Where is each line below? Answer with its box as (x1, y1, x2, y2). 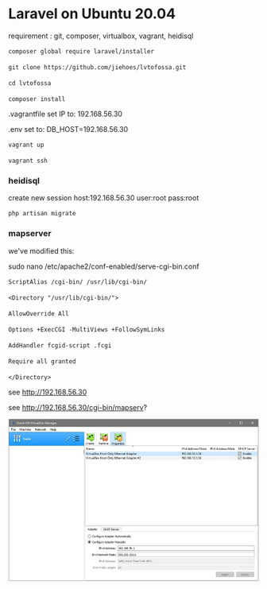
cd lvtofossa (8, 79, 52, 87)
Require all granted (8, 357, 77, 366)
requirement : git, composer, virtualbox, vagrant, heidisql (8, 31, 194, 41)
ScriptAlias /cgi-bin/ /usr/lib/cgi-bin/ (8, 277, 148, 286)
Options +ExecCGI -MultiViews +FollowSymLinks (8, 325, 165, 334)
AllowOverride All (8, 309, 69, 318)
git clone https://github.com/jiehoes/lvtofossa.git (8, 63, 187, 72)
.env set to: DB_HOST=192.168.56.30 (8, 124, 129, 134)
